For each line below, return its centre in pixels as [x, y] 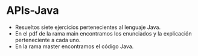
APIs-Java [33, 11]
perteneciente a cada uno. [48, 40]
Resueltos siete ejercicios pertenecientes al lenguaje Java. [88, 27]
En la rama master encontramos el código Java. [74, 46]
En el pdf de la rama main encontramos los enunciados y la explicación [103, 33]
